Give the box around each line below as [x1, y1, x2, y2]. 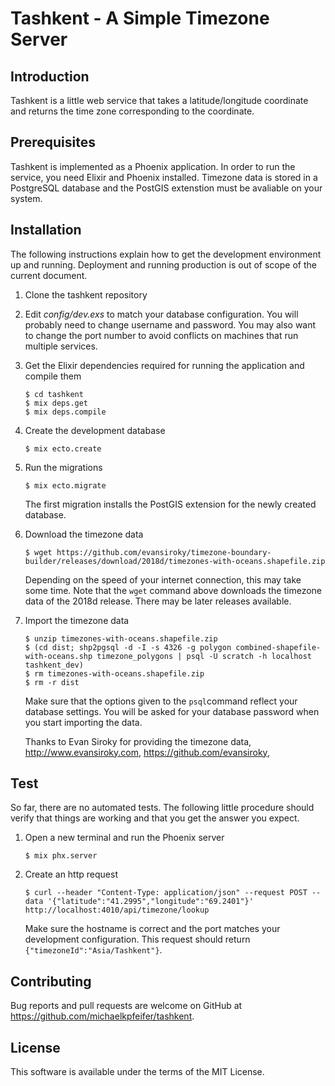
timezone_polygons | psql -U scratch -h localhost [96, 651, 312, 661]
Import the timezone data [24, 614, 130, 626]
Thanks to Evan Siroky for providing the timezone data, [24, 735, 252, 747]
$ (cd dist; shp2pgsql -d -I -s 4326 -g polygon [24, 642, 232, 652]
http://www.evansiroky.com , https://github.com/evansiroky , [24, 746, 270, 758]
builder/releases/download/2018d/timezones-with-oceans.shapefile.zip [24, 556, 326, 566]
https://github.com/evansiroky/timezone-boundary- [56, 547, 272, 557]
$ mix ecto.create [24, 443, 102, 454]
